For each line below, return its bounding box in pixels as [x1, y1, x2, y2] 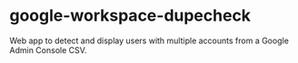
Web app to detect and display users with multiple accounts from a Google [9, 35, 289, 46]
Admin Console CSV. [9, 44, 87, 55]
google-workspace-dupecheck [9, 5, 252, 26]
